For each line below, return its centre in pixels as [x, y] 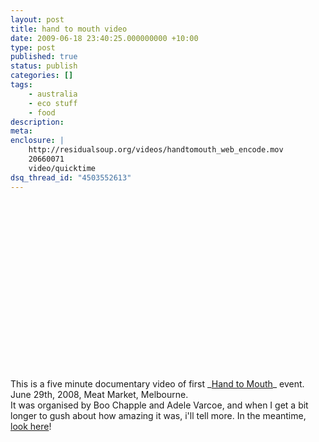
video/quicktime [62, 168]
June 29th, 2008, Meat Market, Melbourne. [99, 394]
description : [37, 122]
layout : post [37, 19]
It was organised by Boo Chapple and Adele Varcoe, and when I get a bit [159, 405]
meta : [21, 131]
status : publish [44, 66]
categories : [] [42, 76]
